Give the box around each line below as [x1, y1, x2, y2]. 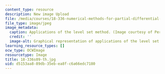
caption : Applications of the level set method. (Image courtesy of [9, 30, 153, 35]
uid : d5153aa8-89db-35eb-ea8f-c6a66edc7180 [5, 61, 96, 66]
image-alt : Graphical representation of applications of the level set [9, 39, 160, 44]
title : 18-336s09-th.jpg [5, 57, 56, 62]
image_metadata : [5, 25, 38, 30]
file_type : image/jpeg [5, 20, 52, 26]
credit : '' [9, 35, 32, 39]
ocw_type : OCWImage [5, 48, 45, 53]
